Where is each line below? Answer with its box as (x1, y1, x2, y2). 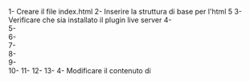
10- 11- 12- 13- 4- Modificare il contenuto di (8, 66, 151, 75)
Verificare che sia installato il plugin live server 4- (8, 15, 172, 25)
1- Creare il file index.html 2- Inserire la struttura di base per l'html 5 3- (8, 7, 243, 16)
